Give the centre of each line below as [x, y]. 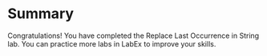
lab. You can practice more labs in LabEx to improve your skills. [112, 43]
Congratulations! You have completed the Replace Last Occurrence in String [133, 35]
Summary [40, 14]
